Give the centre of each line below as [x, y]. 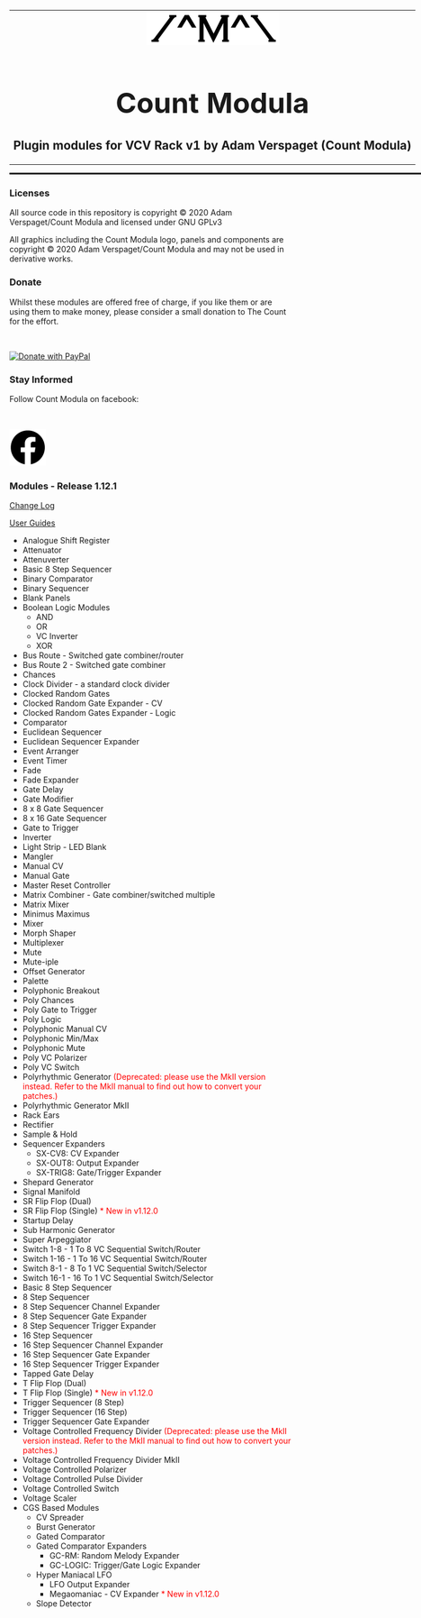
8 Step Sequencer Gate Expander [85, 1316]
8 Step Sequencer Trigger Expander [89, 1326]
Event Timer [45, 761]
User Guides [32, 523]
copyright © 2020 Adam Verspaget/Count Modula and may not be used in [147, 250]
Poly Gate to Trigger [59, 1010]
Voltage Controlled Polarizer [75, 1469]
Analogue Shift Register [66, 541]
